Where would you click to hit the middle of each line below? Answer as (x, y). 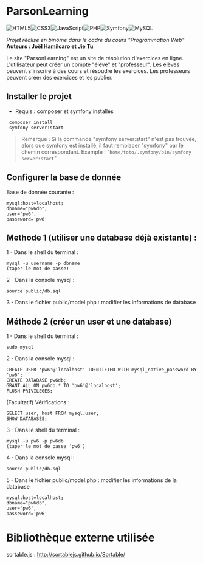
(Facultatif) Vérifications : (38, 402)
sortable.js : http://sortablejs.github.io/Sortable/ (66, 555)
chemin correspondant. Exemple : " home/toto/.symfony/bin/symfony (106, 152)
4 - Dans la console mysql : (40, 458)
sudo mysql (20, 348)
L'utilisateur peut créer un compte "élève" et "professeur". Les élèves (93, 64)
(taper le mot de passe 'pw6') (46, 447)
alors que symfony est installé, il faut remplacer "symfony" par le (102, 145)
